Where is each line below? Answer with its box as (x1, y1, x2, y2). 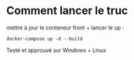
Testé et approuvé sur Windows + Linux (6, 47, 107, 54)
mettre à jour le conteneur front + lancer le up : (6, 24, 124, 31)
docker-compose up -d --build (6, 36, 83, 42)
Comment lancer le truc (6, 4, 128, 18)
